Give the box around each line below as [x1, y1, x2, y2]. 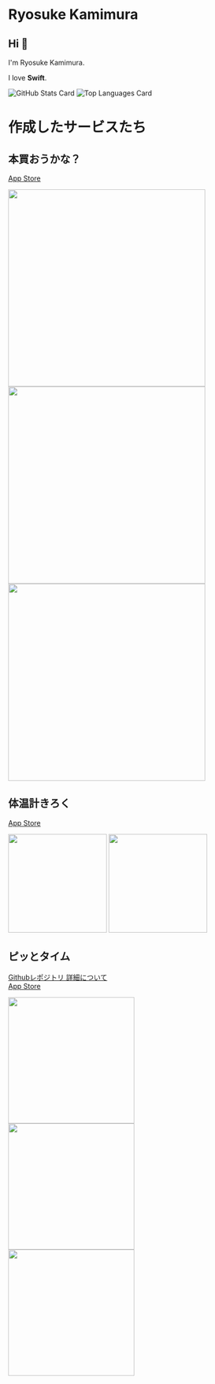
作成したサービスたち [8, 118, 147, 136]
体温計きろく [8, 796, 71, 810]
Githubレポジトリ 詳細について [8, 972, 108, 982]
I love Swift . [8, 73, 47, 82]
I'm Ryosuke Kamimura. [8, 58, 85, 67]
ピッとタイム [8, 950, 71, 964]
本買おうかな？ [8, 152, 81, 166]
